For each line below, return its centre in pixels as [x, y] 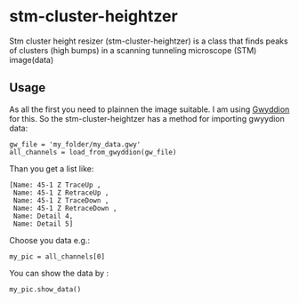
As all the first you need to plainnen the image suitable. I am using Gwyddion [149, 109]
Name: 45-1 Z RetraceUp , [61, 193]
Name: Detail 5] [43, 224]
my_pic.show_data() [45, 289]
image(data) [32, 60]
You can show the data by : [59, 273]
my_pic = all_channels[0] [57, 256]
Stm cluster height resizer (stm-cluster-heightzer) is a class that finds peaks [149, 41]
